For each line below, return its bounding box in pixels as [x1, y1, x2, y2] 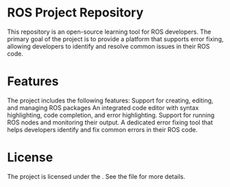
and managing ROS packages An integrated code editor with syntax [7, 103, 199, 111]
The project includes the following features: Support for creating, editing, [7, 96, 214, 104]
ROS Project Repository [7, 5, 144, 21]
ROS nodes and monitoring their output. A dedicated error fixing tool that [7, 118, 213, 126]
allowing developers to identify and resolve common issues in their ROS [7, 42, 211, 50]
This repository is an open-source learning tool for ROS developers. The [7, 27, 211, 36]
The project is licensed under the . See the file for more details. [7, 172, 185, 180]
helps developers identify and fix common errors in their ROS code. [7, 125, 198, 133]
